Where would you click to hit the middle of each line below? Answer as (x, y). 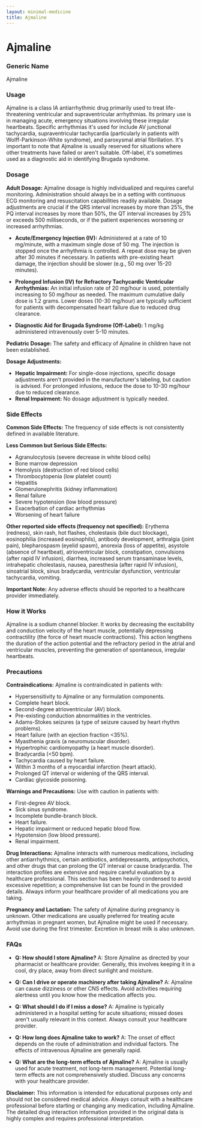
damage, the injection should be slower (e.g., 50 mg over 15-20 (93, 263)
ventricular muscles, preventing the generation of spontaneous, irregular (96, 650)
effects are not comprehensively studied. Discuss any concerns (107, 1074)
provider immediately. (33, 595)
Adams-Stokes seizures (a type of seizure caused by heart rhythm (97, 722)
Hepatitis (26, 482)
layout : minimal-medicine (38, 12)
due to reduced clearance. (48, 392)
